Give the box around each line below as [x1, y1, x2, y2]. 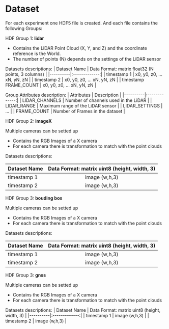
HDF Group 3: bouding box [5, 195, 63, 201]
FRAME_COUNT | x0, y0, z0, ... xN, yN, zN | [5, 82, 97, 88]
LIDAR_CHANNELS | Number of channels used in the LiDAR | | [22, 97, 152, 103]
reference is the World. [12, 50, 61, 57]
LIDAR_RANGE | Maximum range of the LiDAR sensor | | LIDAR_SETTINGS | [5, 102, 163, 108]
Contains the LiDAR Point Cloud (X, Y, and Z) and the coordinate [12, 45, 148, 51]
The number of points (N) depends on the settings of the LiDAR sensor [12, 56, 161, 62]
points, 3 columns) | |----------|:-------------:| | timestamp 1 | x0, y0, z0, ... [5, 71, 163, 77]
